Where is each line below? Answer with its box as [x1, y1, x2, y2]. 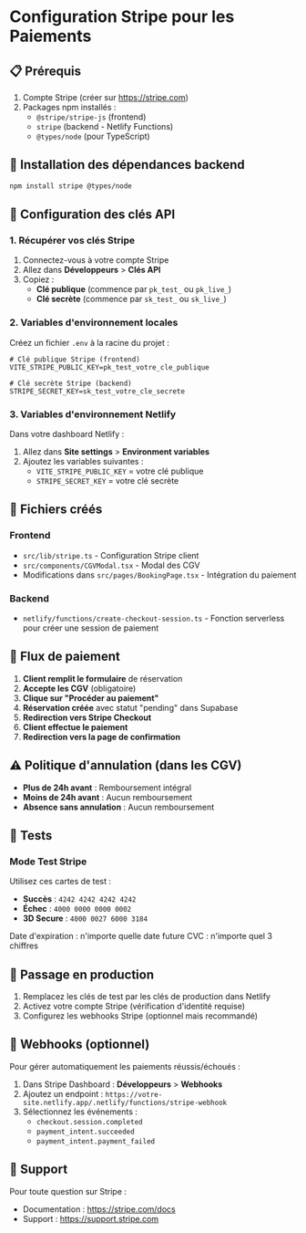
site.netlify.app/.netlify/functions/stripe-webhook [22, 1098, 228, 1107]
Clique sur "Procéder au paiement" [22, 692, 159, 704]
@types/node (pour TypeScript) [36, 131, 150, 141]
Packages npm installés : [22, 102, 117, 112]
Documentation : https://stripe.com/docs [22, 1203, 176, 1215]
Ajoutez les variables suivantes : [22, 455, 144, 466]
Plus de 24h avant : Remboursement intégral [22, 782, 192, 793]
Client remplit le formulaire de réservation [22, 673, 183, 684]
